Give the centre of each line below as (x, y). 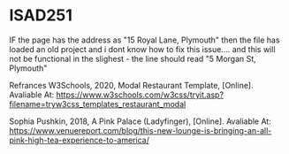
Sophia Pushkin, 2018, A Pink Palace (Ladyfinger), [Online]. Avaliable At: (140, 121)
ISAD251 (41, 15)
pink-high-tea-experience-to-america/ (80, 140)
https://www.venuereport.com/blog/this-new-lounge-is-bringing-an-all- (141, 130)
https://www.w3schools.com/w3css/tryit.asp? (140, 95)
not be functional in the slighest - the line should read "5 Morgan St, (133, 58)
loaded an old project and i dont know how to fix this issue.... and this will (142, 49)
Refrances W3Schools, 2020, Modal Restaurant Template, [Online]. (131, 85)
